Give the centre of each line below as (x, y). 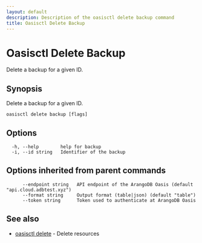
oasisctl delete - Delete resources (57, 233)
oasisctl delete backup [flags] (47, 115)
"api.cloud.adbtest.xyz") (39, 190)
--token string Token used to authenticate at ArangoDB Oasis (109, 200)
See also (23, 219)
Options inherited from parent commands (86, 171)
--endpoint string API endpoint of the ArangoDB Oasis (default (108, 184)
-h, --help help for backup (57, 147)
